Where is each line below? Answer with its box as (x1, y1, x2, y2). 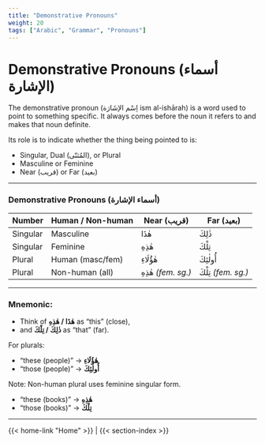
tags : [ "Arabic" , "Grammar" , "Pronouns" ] (8, 26, 147, 34)
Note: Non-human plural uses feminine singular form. (8, 379, 181, 389)
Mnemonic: (8, 298, 53, 310)
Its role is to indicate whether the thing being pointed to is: (8, 135, 197, 145)
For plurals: (8, 340, 45, 350)
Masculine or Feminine (19, 159, 94, 168)
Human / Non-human (50, 215, 134, 226)
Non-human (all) (50, 266, 114, 277)
